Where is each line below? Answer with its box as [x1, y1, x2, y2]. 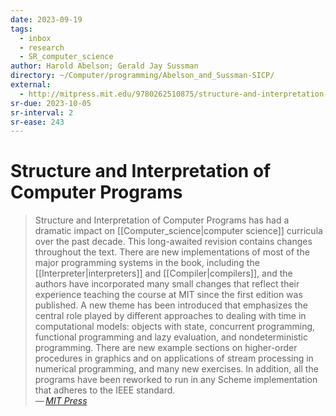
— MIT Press [34, 395, 88, 407]
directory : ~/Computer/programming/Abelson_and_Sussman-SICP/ [10, 71, 275, 81]
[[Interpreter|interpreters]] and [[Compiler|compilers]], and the [34, 267, 293, 280]
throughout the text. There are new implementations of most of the [34, 246, 310, 258]
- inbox [19, 33, 52, 43]
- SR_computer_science [19, 52, 114, 62]
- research [19, 42, 65, 53]
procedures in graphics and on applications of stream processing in [34, 352, 314, 365]
